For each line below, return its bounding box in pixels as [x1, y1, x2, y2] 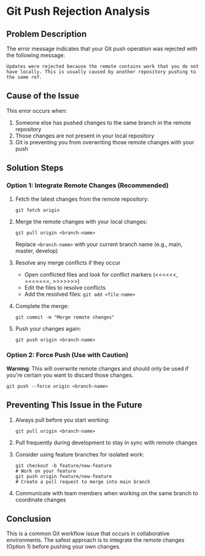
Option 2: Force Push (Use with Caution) [6, 351, 129, 360]
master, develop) [15, 247, 58, 254]
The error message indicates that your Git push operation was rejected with [6, 45, 198, 52]
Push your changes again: [15, 325, 82, 332]
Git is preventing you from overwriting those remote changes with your [15, 138, 195, 145]
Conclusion [6, 514, 52, 524]
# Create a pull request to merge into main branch [15, 479, 150, 485]
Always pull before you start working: [15, 416, 110, 423]
